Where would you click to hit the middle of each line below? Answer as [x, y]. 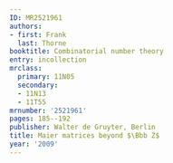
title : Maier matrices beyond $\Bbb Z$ [85, 136]
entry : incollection [48, 60]
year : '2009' [34, 144]
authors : [26, 26]
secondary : [38, 85]
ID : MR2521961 [36, 18]
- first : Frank [38, 34]
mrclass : [26, 69]
